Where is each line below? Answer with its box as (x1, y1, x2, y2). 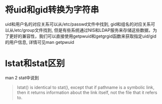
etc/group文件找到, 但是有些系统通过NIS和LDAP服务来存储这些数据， (15, 27, 153, 33)
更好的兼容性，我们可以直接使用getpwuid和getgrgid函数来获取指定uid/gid (9, 33, 157, 39)
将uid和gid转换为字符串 (5, 4, 99, 15)
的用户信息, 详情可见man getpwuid (5, 39, 74, 45)
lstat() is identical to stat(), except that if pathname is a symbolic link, (16, 84, 155, 90)
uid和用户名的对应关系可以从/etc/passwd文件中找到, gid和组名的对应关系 (5, 21, 151, 27)
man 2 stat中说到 (5, 75, 39, 80)
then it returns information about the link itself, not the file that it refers (16, 90, 158, 95)
